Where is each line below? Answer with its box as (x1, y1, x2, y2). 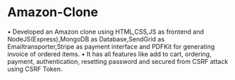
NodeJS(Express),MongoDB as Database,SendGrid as (7, 34, 164, 43)
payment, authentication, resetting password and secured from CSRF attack (7, 57, 229, 65)
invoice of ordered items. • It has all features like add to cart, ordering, (7, 50, 212, 58)
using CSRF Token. (7, 65, 63, 73)
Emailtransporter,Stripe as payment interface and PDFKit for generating (7, 42, 215, 51)
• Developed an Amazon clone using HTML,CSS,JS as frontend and (7, 27, 205, 36)
